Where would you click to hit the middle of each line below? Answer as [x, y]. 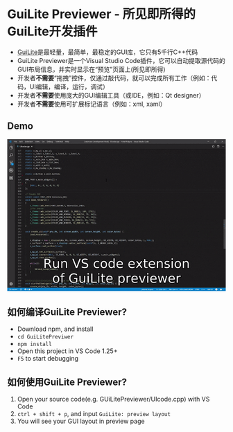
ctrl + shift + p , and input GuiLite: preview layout [94, 414]
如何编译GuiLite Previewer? [67, 312]
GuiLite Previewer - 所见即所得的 [102, 14]
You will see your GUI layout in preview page [81, 421]
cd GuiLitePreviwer [45, 337]
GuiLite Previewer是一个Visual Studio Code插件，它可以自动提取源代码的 [121, 60]
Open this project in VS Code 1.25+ [67, 351]
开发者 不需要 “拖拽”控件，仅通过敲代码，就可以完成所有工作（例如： [114, 78]
